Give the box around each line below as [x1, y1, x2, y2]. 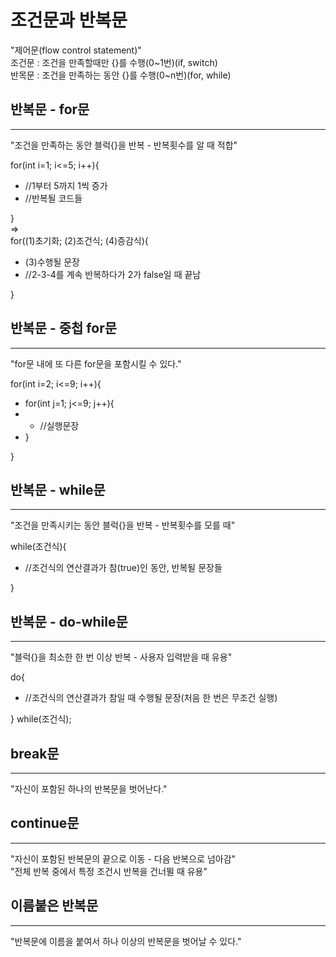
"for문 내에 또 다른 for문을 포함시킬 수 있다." [10, 357, 182, 370]
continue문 [10, 815, 80, 832]
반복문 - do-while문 [10, 613, 128, 630]
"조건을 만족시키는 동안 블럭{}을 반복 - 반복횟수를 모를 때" [10, 519, 236, 531]
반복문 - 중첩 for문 [10, 320, 117, 337]
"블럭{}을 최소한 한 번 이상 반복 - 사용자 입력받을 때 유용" [10, 651, 233, 663]
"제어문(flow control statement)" [10, 44, 142, 56]
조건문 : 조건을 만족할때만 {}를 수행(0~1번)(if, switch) [10, 56, 218, 68]
